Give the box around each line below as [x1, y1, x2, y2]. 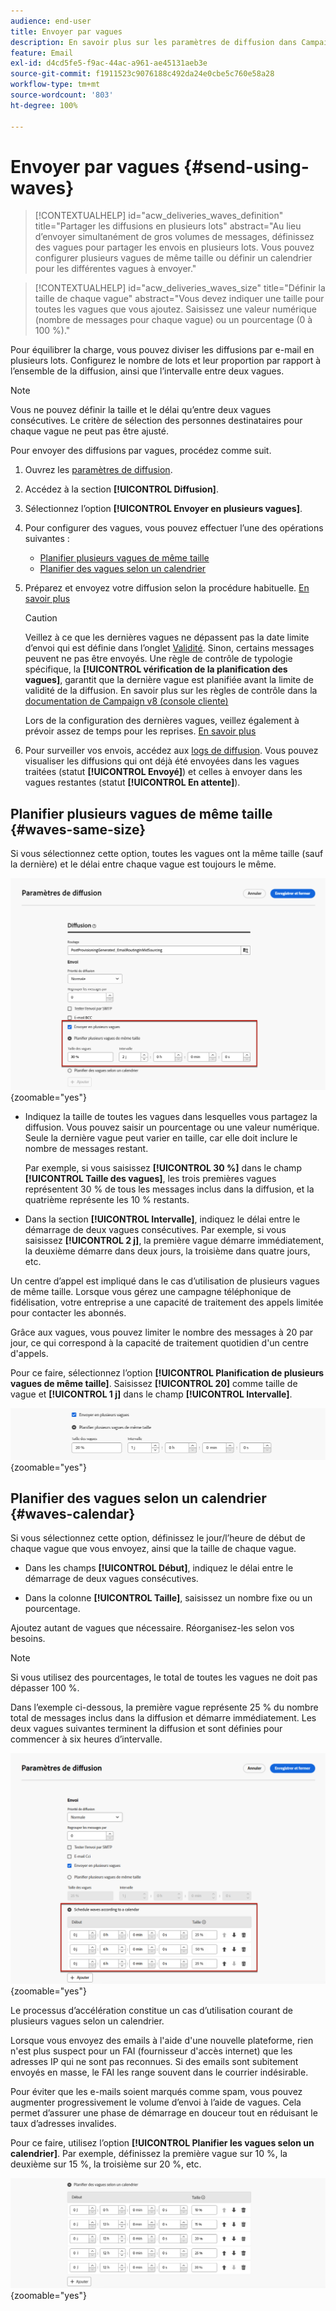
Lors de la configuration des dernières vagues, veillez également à [24, 715, 300, 727]
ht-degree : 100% [10, 100, 78, 110]
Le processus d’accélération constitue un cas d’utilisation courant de [10, 2005, 293, 2017]
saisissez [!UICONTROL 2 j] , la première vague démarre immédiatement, [24, 1235, 325, 1247]
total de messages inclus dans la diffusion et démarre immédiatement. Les [10, 1712, 317, 1724]
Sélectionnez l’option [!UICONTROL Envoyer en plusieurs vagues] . [24, 503, 303, 515]
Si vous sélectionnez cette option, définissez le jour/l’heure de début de [10, 1532, 306, 1544]
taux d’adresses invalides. [10, 2118, 117, 2130]
